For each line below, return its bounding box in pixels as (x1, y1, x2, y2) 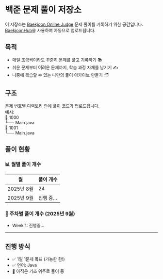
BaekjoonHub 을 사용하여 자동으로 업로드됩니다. (5, 27, 96, 33)
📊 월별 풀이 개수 (5, 161, 41, 167)
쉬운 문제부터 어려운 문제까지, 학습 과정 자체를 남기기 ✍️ (12, 64, 118, 70)
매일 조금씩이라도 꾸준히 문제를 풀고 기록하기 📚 (12, 57, 102, 63)
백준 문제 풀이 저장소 (5, 4, 81, 16)
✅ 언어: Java (12, 263, 37, 268)
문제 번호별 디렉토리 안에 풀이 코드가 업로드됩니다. (5, 103, 100, 109)
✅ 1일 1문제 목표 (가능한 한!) (12, 256, 65, 262)
